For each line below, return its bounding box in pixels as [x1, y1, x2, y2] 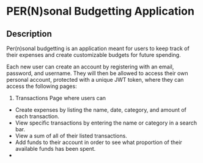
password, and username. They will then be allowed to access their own [6, 70, 188, 77]
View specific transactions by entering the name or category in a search [15, 119, 197, 126]
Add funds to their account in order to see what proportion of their [15, 139, 182, 146]
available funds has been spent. [15, 145, 96, 152]
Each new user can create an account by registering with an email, [6, 63, 174, 70]
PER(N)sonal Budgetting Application [6, 4, 194, 18]
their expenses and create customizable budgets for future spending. [6, 51, 182, 59]
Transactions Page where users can [15, 95, 106, 101]
